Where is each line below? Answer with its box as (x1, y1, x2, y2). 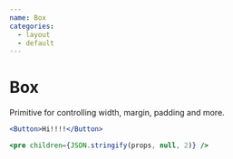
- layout (17, 30, 51, 39)
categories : (9, 22, 54, 31)
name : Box (9, 13, 47, 23)
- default (17, 38, 54, 48)
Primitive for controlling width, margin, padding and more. (9, 108, 225, 118)
